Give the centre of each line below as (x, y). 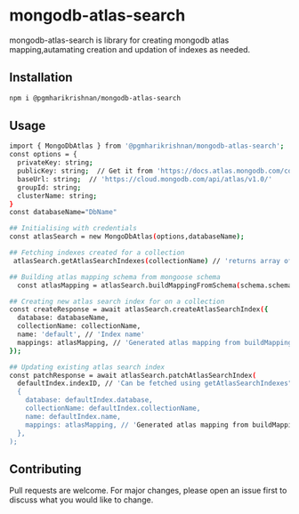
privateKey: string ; (55, 163)
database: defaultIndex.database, (89, 400)
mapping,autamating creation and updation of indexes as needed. (130, 49)
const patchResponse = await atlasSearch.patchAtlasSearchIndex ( (133, 375)
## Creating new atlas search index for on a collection (117, 301)
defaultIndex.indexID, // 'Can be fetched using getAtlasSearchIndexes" (155, 383)
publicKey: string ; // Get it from (85, 171)
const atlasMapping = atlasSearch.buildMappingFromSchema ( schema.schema (155, 285)
